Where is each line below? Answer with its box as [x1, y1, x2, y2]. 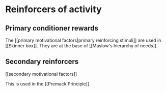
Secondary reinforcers [5, 57, 79, 66]
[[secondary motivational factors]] [5, 71, 77, 77]
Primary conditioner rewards [5, 24, 98, 33]
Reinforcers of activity [5, 4, 102, 15]
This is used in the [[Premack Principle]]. [5, 80, 91, 87]
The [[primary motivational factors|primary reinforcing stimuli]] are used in [5, 37, 161, 43]
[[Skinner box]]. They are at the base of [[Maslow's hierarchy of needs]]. [5, 43, 158, 49]
